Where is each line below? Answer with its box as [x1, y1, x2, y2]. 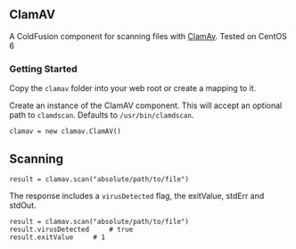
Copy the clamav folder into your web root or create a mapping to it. [9, 83, 257, 94]
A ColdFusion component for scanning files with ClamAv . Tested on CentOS [9, 30, 287, 41]
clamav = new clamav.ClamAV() [9, 127, 122, 137]
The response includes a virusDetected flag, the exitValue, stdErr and [9, 190, 265, 201]
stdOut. [9, 200, 37, 211]
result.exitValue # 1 [9, 232, 105, 242]
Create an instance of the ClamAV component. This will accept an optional [9, 100, 283, 111]
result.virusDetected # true [9, 225, 134, 234]
